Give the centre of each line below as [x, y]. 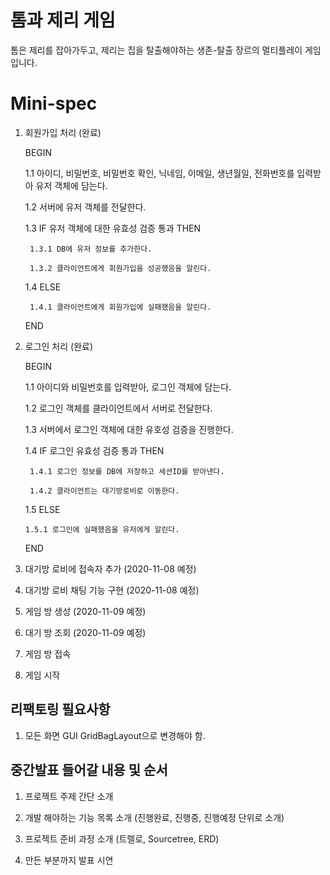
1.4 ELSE [43, 287]
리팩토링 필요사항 [60, 709]
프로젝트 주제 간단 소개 [69, 796]
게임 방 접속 [48, 653]
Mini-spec [54, 103]
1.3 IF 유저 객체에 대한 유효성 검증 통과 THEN [113, 228]
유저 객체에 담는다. [71, 185]
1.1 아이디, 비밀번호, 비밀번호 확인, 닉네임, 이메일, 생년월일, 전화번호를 [159, 173]
